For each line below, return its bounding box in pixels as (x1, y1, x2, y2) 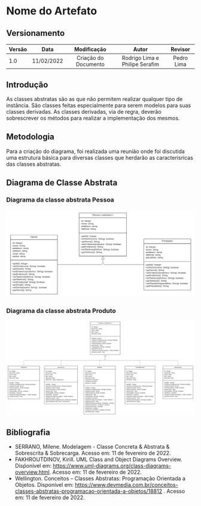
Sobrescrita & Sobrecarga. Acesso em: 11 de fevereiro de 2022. (14, 450, 171, 457)
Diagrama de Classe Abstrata (6, 178, 118, 188)
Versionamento (6, 28, 65, 38)
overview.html (14, 468, 50, 476)
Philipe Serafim (121, 60, 160, 68)
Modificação (74, 45, 106, 53)
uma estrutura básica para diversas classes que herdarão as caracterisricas (6, 154, 193, 161)
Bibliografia (6, 427, 51, 437)
